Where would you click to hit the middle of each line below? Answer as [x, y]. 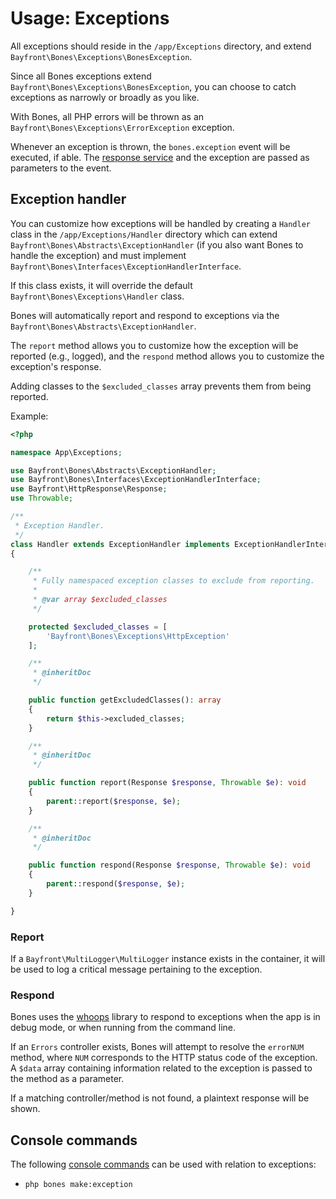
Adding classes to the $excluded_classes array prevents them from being [161, 386]
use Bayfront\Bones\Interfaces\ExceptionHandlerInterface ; [136, 480]
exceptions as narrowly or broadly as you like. [105, 97]
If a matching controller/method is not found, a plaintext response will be [160, 1098]
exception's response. [56, 366]
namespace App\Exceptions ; [66, 452]
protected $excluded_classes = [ [98, 627]
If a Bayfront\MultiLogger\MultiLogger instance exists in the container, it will [168, 958]
